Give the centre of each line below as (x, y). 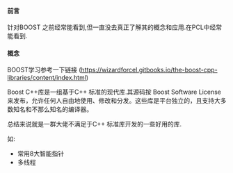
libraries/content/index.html (47, 78)
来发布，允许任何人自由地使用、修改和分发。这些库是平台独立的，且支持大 (114, 101)
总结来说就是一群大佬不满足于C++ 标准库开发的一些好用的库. (95, 124)
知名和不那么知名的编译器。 (53, 109)
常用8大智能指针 (41, 154)
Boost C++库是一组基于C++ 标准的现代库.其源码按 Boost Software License (114, 92)
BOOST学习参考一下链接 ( (44, 70)
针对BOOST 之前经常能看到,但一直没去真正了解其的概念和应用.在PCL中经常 (115, 27)
